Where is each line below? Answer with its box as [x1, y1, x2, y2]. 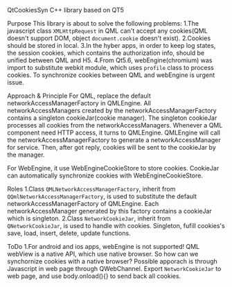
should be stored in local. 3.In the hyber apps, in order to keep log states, [7, 42, 216, 49]
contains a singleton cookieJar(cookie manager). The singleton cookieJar [7, 114, 217, 122]
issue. [7, 78, 24, 86]
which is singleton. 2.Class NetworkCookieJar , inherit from [7, 214, 171, 223]
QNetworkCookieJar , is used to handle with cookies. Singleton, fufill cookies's [7, 222, 225, 229]
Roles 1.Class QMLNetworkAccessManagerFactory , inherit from [7, 185, 176, 193]
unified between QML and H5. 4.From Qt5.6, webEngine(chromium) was [7, 56, 213, 64]
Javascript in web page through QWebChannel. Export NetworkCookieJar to [7, 265, 222, 272]
